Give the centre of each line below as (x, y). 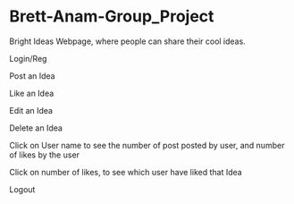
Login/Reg (28, 58)
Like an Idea (32, 93)
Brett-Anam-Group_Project (112, 17)
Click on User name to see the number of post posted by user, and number (147, 145)
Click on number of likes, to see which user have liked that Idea (126, 172)
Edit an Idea (31, 110)
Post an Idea (32, 76)
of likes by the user (45, 155)
